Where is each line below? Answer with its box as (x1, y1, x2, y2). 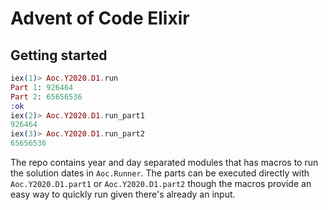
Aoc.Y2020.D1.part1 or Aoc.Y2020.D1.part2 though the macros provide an (10, 178, 312, 189)
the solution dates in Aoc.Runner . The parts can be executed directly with (10, 167, 310, 179)
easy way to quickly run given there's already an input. (10, 188, 236, 200)
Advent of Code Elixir (10, 7, 190, 30)
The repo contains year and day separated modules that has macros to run (10, 157, 319, 168)
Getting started (10, 47, 108, 64)
